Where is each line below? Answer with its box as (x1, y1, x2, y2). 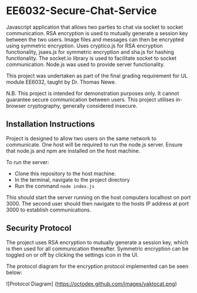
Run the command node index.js (14, 182, 95, 189)
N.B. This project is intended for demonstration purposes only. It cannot (6, 90, 179, 97)
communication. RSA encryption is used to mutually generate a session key (6, 29, 188, 36)
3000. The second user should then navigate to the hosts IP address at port (6, 200, 189, 207)
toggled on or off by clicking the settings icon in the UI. (6, 251, 139, 258)
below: (6, 268, 22, 276)
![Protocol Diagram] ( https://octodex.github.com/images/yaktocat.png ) (6, 280, 177, 287)
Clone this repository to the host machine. (14, 170, 116, 177)
